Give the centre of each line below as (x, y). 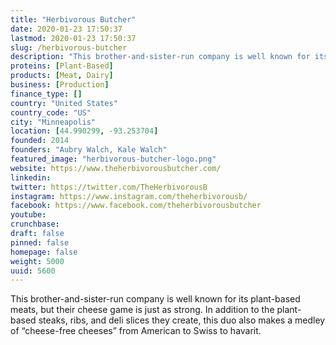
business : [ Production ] (60, 85)
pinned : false (40, 242)
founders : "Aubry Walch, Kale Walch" (89, 150)
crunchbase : (35, 224)
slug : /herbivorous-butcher (69, 47)
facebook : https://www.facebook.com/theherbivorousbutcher (136, 206)
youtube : (28, 215)
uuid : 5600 (33, 271)
